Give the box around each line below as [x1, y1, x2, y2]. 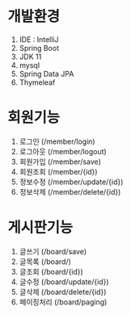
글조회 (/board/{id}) [19, 267, 84, 276]
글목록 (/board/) [19, 256, 72, 267]
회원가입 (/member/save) [19, 157, 102, 166]
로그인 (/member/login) [19, 136, 95, 146]
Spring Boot [19, 43, 60, 52]
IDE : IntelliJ [19, 34, 59, 44]
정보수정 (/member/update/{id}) [19, 177, 124, 187]
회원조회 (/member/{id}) [19, 166, 98, 176]
